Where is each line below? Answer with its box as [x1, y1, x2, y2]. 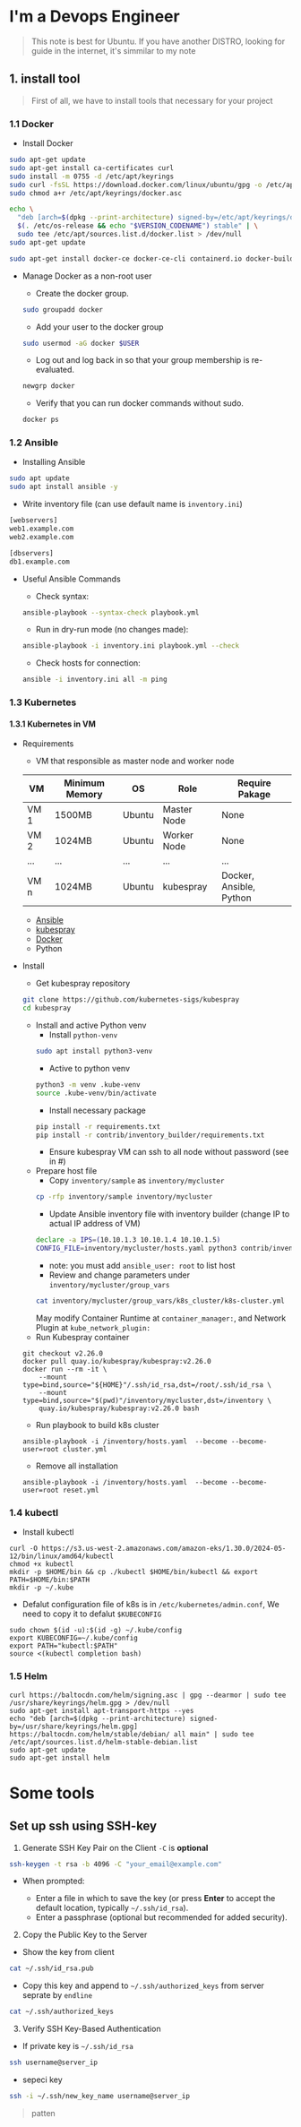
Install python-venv [48, 1029, 118, 1040]
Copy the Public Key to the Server [21, 1929, 148, 1941]
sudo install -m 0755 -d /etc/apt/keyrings [9, 172, 175, 181]
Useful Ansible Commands [21, 573, 121, 584]
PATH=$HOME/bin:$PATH [9, 1575, 90, 1585]
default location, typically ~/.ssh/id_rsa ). [35, 1902, 189, 1914]
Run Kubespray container [35, 1331, 130, 1342]
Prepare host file [35, 1166, 98, 1176]
